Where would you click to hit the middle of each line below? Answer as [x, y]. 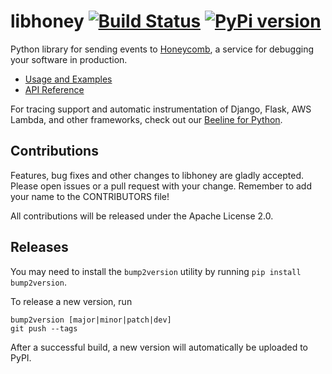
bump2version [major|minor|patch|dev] [91, 320]
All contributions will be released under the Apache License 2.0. [142, 216]
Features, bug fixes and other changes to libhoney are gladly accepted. [157, 175]
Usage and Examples [68, 79]
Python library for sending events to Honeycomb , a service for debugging [162, 49]
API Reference [54, 89]
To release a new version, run [71, 301]
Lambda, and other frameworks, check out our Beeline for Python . [146, 119]
